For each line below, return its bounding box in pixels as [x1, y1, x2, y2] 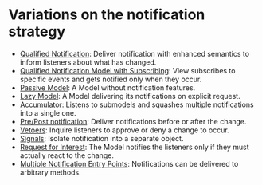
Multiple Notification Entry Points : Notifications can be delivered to [19, 159, 239, 168]
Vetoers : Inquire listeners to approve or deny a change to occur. [19, 125, 229, 135]
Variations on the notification [8, 6, 205, 24]
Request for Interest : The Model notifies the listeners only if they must [19, 142, 249, 152]
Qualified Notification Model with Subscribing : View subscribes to [19, 65, 236, 75]
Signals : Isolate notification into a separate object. [19, 133, 184, 143]
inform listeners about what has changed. [19, 57, 157, 67]
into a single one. [19, 108, 77, 117]
